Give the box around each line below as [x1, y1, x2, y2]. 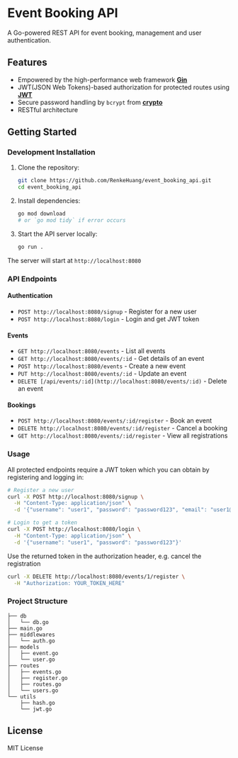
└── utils [7, 693, 37, 700]
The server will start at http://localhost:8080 [7, 256, 142, 264]
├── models [7, 643, 40, 650]
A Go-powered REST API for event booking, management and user [7, 28, 202, 37]
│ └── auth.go [7, 637, 55, 645]
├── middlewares [7, 631, 55, 638]
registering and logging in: [7, 473, 84, 481]
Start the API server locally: [17, 229, 98, 238]
